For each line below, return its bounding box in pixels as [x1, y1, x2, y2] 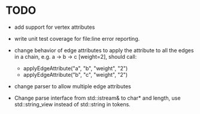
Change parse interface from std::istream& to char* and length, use [14, 94, 181, 101]
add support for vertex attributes [14, 23, 95, 31]
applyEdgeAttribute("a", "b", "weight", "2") [23, 64, 128, 72]
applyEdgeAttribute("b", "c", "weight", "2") [23, 71, 128, 78]
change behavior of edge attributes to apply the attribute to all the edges [14, 46, 194, 54]
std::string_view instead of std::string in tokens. [14, 100, 131, 108]
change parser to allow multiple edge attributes [14, 82, 131, 90]
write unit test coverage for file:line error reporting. [14, 35, 140, 42]
